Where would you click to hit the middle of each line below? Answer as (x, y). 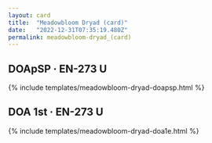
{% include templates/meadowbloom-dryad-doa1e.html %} (104, 130)
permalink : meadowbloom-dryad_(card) (70, 37)
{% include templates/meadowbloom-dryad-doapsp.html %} (106, 88)
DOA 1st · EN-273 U (56, 112)
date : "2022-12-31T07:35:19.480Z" (68, 30)
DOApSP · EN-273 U (58, 68)
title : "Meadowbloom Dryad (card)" (68, 23)
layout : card (29, 15)
